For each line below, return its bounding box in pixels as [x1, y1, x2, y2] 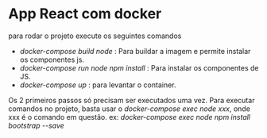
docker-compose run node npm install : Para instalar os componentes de [19, 63, 259, 72]
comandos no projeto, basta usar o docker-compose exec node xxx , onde [8, 104, 250, 113]
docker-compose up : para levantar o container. [19, 80, 176, 90]
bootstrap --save [8, 121, 65, 130]
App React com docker [8, 5, 162, 23]
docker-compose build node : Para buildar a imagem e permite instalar [19, 46, 251, 56]
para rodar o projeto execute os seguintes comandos [8, 31, 182, 40]
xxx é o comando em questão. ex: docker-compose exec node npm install [8, 112, 251, 121]
